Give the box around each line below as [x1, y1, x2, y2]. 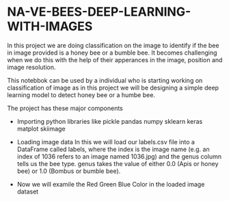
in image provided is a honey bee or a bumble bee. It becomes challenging [7, 49, 217, 57]
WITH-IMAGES [7, 18, 93, 34]
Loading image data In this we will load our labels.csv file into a [16, 137, 195, 146]
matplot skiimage [16, 124, 66, 133]
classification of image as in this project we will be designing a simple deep [7, 83, 219, 92]
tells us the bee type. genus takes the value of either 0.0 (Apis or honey [16, 159, 219, 167]
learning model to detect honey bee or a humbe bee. [7, 90, 156, 99]
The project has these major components [7, 104, 123, 112]
